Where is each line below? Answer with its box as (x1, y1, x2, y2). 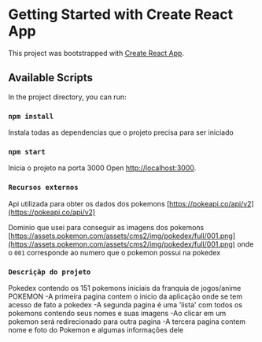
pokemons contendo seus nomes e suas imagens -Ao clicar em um (8, 308, 227, 318)
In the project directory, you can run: (8, 92, 127, 102)
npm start (8, 147, 46, 156)
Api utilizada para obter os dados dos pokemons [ (8, 199, 170, 208)
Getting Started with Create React (8, 6, 234, 24)
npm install (8, 112, 54, 121)
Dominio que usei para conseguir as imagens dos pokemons (8, 222, 205, 232)
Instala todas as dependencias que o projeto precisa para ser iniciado (8, 128, 234, 137)
